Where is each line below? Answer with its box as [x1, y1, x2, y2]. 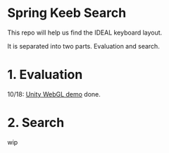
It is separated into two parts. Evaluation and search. [7, 42, 160, 50]
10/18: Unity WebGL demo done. [7, 90, 101, 98]
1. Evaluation [7, 67, 83, 82]
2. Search [7, 115, 65, 131]
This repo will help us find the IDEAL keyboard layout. [7, 28, 163, 37]
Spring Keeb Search [7, 5, 127, 21]
